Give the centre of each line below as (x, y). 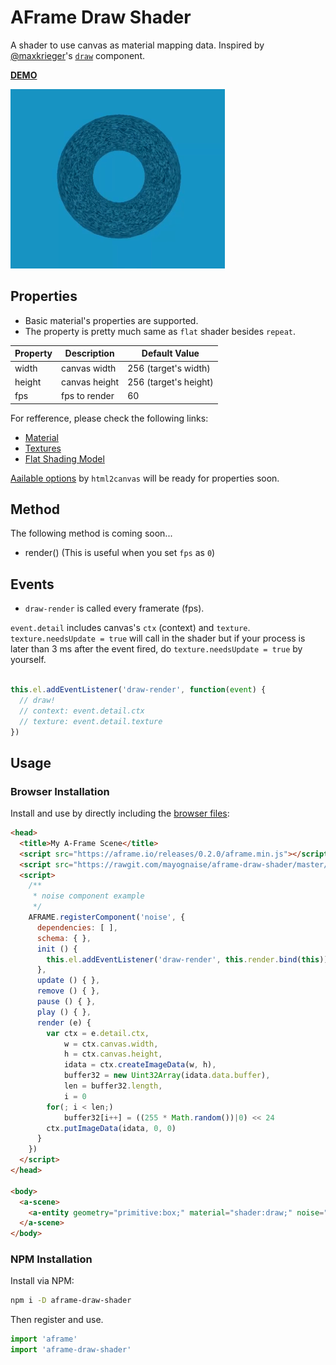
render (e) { (64, 1022)
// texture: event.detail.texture (91, 721)
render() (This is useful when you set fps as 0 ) (120, 553)
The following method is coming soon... (91, 533)
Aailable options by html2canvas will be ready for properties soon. (145, 478)
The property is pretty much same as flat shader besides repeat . (160, 331)
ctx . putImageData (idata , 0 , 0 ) (111, 1128)
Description (89, 353)
